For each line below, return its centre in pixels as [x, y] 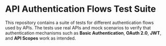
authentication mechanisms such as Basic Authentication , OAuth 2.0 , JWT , [83, 33]
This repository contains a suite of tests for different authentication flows [80, 23]
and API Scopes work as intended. [41, 38]
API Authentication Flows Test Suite [81, 9]
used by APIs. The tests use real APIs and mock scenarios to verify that [78, 27]
